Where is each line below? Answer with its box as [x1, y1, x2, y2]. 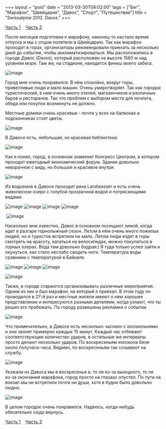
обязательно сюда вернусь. [5, 409, 64, 415]
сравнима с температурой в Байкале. [5, 255, 86, 260]
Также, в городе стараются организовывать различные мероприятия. [5, 283, 155, 289]
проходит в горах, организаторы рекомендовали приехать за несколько [5, 45, 159, 50]
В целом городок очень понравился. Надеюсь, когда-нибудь [5, 404, 135, 410]
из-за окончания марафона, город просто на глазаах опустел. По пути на [5, 374, 161, 380]
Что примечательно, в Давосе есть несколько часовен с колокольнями [5, 323, 158, 329]
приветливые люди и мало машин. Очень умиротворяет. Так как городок [5, 85, 161, 91]
